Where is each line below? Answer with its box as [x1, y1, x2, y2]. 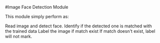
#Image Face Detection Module [5, 4, 69, 10]
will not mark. [5, 34, 33, 39]
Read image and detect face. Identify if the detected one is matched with [5, 23, 152, 29]
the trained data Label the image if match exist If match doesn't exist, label [5, 28, 156, 34]
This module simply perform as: [5, 14, 69, 19]
